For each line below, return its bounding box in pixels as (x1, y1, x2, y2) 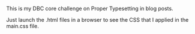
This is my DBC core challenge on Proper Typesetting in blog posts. (6, 5, 173, 12)
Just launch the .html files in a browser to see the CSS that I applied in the (6, 16, 189, 23)
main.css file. (6, 23, 39, 29)
